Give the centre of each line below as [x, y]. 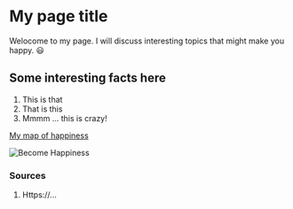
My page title [59, 16]
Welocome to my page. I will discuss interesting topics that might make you [147, 41]
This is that [42, 99]
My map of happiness [49, 135]
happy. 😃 [27, 50]
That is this [42, 109]
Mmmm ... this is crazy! [65, 118]
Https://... [40, 195]
